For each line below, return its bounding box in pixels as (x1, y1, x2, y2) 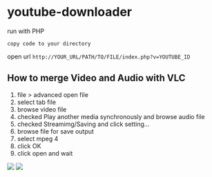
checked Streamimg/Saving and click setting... (17, 120, 150, 128)
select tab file (17, 98, 57, 106)
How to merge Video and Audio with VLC (7, 72, 186, 84)
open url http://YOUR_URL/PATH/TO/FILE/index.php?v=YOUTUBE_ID (7, 52, 191, 61)
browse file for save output (17, 127, 95, 135)
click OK (17, 142, 41, 150)
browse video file (17, 105, 67, 114)
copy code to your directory (7, 40, 91, 47)
